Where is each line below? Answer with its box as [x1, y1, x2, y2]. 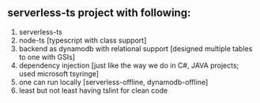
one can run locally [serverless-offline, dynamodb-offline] [18, 77, 209, 86]
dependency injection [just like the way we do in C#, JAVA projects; [18, 61, 239, 70]
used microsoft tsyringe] [18, 68, 100, 78]
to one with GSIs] [18, 52, 76, 61]
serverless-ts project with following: [7, 6, 191, 20]
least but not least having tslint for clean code [18, 86, 168, 95]
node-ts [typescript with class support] [18, 35, 147, 45]
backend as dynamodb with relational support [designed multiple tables [18, 43, 253, 53]
